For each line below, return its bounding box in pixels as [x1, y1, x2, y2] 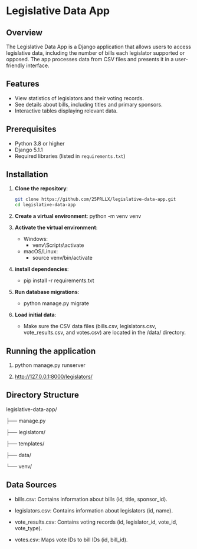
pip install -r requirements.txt [23, 277, 94, 284]
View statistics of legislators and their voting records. [14, 94, 145, 101]
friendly [6, 62, 25, 69]
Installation [6, 170, 48, 180]
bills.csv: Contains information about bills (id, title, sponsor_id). [14, 495, 168, 502]
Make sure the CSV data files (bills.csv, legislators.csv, [23, 323, 156, 330]
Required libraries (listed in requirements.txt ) [14, 152, 126, 160]
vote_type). [14, 524, 42, 531]
